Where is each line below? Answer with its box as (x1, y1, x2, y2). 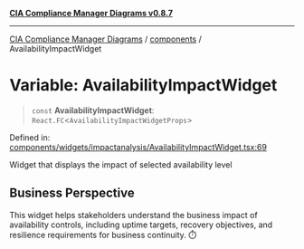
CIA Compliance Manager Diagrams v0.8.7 (9, 8, 174, 18)
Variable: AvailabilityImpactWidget (9, 75, 278, 96)
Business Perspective (9, 186, 135, 201)
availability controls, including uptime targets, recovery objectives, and (9, 219, 273, 230)
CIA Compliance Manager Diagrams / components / (9, 34, 202, 44)
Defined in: (9, 131, 51, 143)
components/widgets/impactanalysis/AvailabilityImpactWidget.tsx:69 (9, 141, 267, 152)
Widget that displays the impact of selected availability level (9, 158, 233, 170)
